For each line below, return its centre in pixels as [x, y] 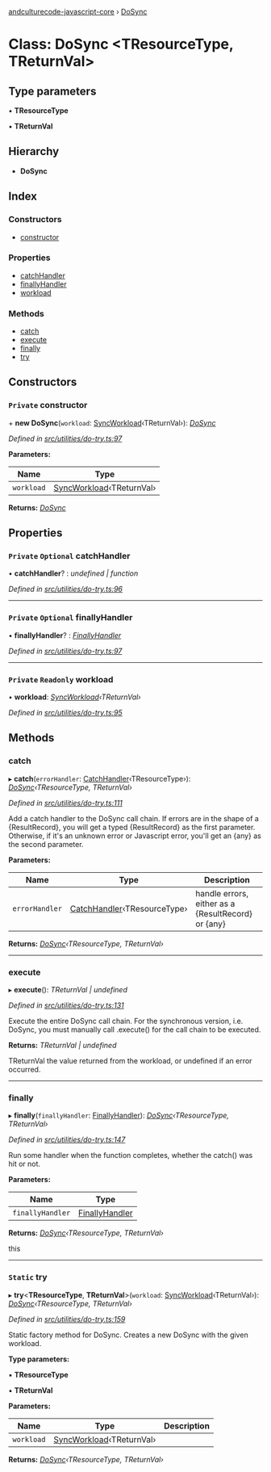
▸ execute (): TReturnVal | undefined [68, 990]
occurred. [25, 1070]
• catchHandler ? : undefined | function [73, 573]
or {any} [211, 924]
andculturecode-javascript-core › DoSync [78, 12]
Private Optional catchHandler [69, 556]
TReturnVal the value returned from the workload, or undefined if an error [130, 1061]
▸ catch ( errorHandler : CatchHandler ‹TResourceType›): [100, 778]
